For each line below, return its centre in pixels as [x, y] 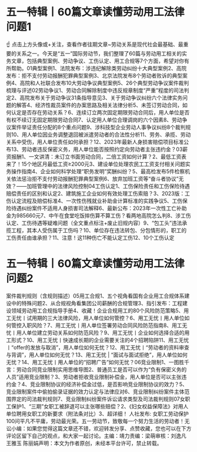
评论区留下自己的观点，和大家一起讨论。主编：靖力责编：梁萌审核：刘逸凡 [96, 435]
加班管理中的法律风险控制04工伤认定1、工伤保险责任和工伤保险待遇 [108, 186]
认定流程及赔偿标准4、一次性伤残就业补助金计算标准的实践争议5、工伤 [97, 200]
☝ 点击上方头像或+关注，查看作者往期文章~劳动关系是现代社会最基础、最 [95, 44]
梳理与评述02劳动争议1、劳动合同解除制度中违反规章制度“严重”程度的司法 [95, 90]
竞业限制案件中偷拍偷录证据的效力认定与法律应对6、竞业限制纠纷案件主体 [95, 391]
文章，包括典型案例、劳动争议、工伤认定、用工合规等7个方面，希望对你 [97, 61]
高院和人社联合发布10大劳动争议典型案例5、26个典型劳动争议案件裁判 [104, 83]
